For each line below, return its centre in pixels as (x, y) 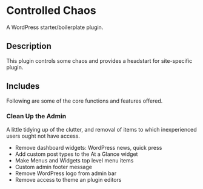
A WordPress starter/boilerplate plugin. (55, 27)
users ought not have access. (43, 136)
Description (29, 46)
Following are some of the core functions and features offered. (85, 101)
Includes (23, 86)
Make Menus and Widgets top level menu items (74, 160)
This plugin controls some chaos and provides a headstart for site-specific (99, 60)
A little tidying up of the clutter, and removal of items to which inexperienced (101, 129)
